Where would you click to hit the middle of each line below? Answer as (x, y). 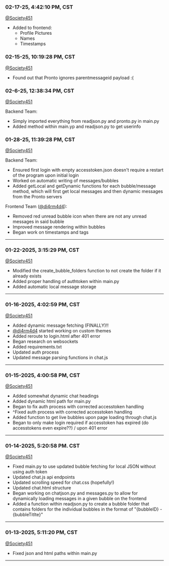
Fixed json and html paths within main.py (55, 553)
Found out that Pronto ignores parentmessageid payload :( (73, 78)
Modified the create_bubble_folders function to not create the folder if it (87, 271)
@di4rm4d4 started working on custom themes (62, 330)
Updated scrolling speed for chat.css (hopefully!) (63, 482)
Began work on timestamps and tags (51, 232)
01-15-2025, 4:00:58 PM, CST (43, 375)
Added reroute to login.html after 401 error (56, 336)
